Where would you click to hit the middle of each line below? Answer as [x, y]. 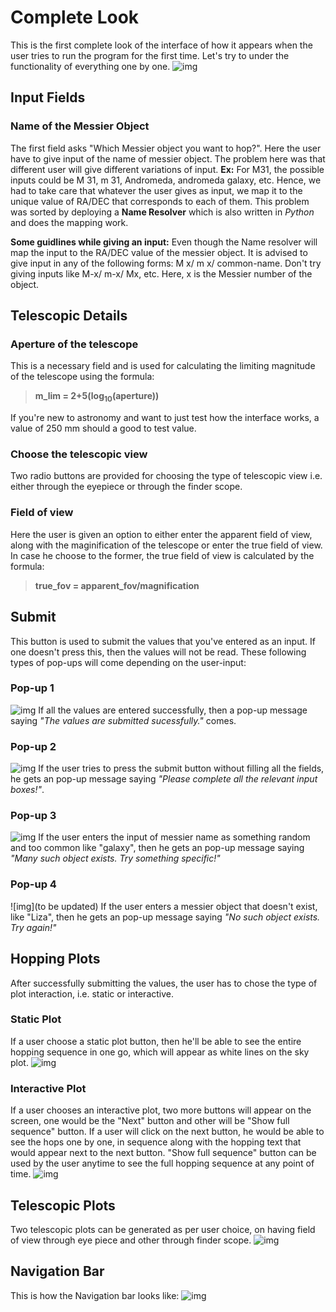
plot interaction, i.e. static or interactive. [92, 993]
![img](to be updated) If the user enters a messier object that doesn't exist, [164, 906]
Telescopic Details [69, 316]
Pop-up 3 [33, 816]
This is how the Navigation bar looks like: [95, 1295]
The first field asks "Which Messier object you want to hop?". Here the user [166, 148]
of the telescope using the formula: [82, 377]
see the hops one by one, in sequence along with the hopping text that [156, 1142]
